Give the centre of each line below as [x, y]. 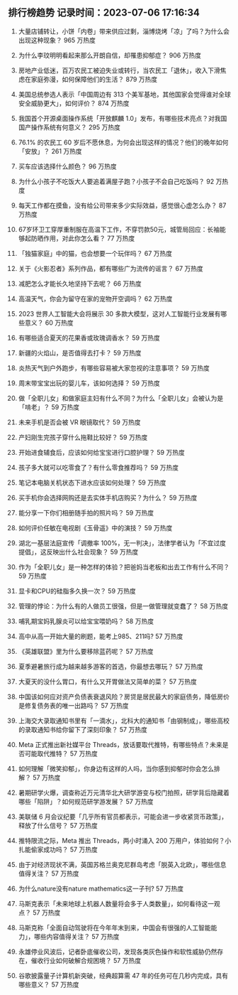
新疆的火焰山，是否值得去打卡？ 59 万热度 [80, 353]
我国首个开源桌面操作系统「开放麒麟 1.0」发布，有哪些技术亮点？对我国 [123, 118]
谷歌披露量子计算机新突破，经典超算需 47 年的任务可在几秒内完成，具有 [123, 975]
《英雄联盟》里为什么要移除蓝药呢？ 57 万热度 [86, 651]
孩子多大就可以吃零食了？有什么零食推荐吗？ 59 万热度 [98, 467]
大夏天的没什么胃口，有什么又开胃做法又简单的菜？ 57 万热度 [107, 682]
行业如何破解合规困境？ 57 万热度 [92, 960]
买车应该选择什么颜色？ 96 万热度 [68, 166]
